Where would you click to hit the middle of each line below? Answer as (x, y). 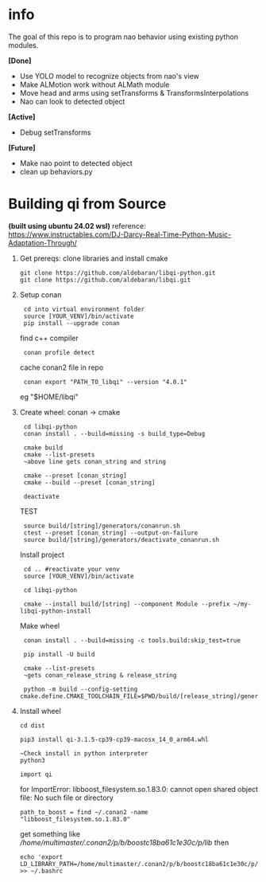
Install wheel (40, 711)
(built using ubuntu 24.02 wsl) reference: (77, 225)
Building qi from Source (87, 204)
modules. (23, 45)
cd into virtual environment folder (84, 309)
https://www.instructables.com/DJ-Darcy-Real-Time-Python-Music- (120, 234)
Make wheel (40, 625)
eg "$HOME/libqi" (49, 397)
